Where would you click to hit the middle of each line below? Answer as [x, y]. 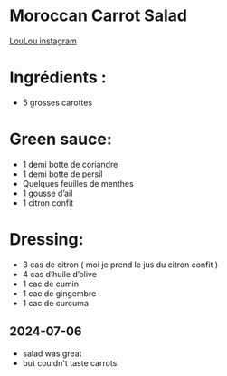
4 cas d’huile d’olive [60, 274]
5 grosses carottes [57, 102]
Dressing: [47, 239]
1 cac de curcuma [55, 303]
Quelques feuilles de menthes [78, 183]
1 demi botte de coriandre [70, 164]
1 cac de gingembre [59, 293]
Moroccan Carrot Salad [99, 16]
